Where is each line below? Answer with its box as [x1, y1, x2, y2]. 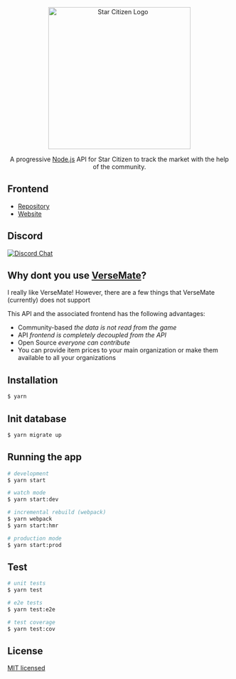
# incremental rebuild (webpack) [7, 509, 107, 516]
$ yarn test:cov [7, 625, 55, 632]
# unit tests [7, 580, 46, 587]
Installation [7, 374, 58, 386]
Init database [7, 413, 67, 425]
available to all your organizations [17, 354, 116, 362]
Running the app [7, 451, 82, 463]
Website [17, 210, 43, 218]
